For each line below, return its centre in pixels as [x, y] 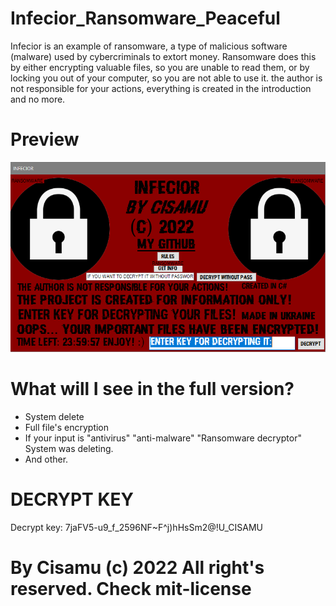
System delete [54, 417]
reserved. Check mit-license [131, 589]
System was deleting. [69, 449]
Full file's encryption [67, 428]
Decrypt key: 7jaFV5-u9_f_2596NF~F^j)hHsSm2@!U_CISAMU [137, 528]
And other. [46, 459]
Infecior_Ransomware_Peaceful [145, 18]
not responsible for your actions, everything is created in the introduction [161, 88]
